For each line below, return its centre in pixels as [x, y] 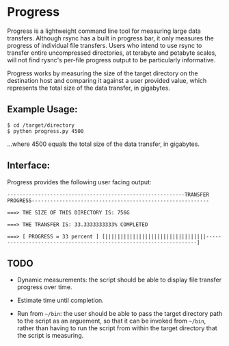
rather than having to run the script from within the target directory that [117, 328]
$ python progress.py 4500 [45, 131]
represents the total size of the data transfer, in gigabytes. [89, 88]
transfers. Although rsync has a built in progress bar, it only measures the [110, 38]
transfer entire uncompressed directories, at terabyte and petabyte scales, [112, 53]
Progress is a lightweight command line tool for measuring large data [104, 31]
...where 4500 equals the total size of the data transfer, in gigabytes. [104, 144]
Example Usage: [42, 109]
